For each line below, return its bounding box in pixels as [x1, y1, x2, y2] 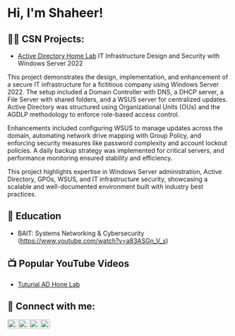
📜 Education [7, 210, 61, 223]
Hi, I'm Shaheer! [7, 5, 104, 21]
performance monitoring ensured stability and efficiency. [7, 154, 173, 162]
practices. [7, 190, 37, 198]
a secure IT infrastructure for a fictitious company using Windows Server [7, 80, 219, 89]
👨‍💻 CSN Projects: [7, 33, 85, 45]
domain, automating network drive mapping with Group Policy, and [7, 132, 202, 139]
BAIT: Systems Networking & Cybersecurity [17, 229, 145, 237]
